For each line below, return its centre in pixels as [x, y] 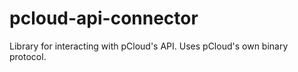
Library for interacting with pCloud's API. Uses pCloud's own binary [149, 46]
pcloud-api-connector [104, 18]
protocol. [28, 56]
